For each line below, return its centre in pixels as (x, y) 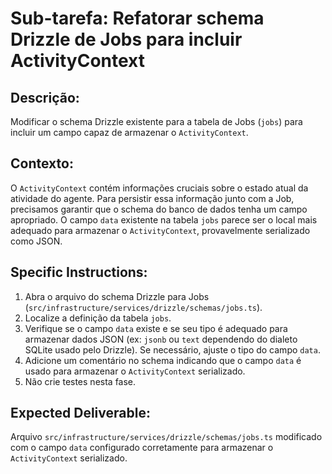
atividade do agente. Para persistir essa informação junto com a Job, (152, 198)
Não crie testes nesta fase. (80, 381)
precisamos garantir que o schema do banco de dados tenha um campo (159, 209)
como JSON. (36, 241)
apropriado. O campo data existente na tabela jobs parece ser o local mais (164, 219)
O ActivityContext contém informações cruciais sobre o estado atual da (159, 188)
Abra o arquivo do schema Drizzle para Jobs (117, 296)
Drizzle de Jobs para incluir (126, 39)
